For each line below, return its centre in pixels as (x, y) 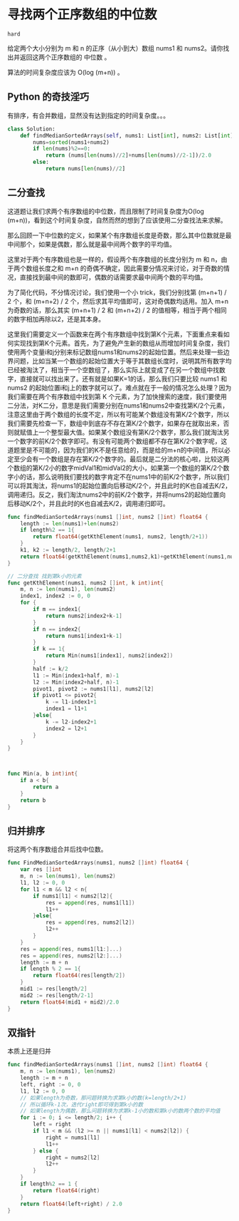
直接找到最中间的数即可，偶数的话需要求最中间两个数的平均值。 (113, 277)
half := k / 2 (51, 669)
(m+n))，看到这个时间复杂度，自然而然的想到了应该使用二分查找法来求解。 (117, 220)
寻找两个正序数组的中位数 (83, 15)
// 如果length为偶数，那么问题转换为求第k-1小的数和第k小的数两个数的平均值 (120, 1111)
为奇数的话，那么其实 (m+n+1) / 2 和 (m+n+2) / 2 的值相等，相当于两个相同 (117, 310)
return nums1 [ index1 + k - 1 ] (84, 636)
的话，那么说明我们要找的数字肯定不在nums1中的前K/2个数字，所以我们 (124, 476)
